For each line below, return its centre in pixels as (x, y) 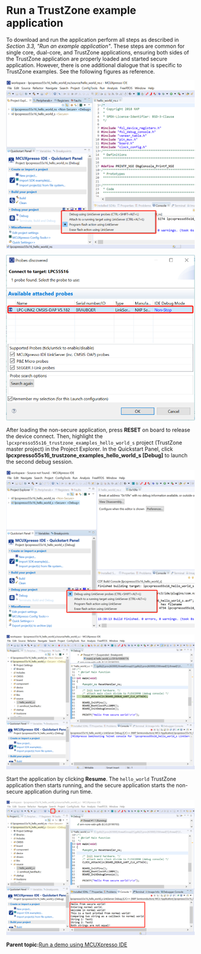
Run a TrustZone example (71, 10)
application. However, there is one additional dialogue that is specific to (94, 65)
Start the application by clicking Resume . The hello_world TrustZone (91, 779)
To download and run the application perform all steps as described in (93, 40)
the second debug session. (40, 461)
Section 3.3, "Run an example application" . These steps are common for (95, 46)
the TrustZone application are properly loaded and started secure (87, 59)
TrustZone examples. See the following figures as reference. (81, 71)
